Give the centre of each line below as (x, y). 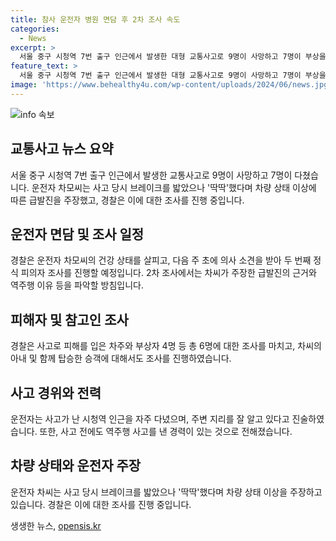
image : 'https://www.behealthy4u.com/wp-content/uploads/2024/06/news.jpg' (171, 85)
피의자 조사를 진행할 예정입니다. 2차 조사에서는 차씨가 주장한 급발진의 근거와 (168, 273)
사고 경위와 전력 (56, 392)
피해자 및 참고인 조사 (69, 319)
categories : (35, 29)
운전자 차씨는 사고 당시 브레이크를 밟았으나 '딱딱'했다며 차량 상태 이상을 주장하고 (166, 492)
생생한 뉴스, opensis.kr (56, 525)
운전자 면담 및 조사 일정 (77, 234)
